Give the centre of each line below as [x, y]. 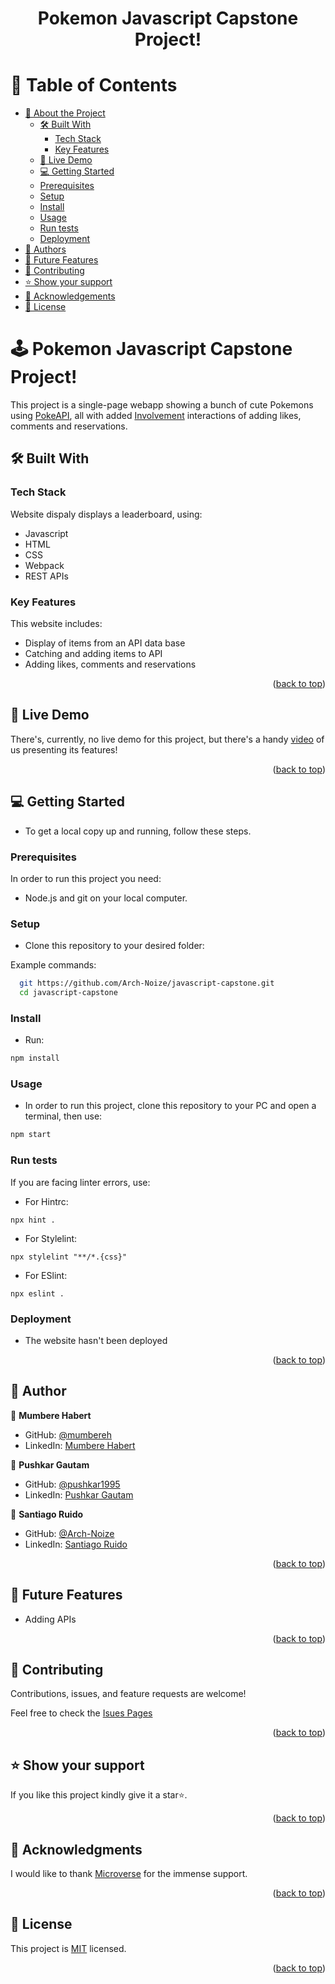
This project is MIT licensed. [68, 1948]
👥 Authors [45, 249]
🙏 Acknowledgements [70, 296]
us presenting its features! [64, 749]
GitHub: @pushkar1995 [72, 1484]
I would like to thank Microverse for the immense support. [129, 1874]
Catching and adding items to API [93, 654]
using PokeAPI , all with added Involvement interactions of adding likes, [156, 416]
